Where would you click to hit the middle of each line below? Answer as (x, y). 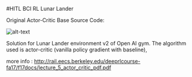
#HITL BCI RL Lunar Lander (40, 9)
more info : (19, 61)
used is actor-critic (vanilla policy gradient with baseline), (77, 50)
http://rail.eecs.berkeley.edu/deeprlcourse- (87, 61)
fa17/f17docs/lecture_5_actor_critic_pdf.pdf (59, 67)
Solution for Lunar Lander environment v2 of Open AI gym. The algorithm (96, 43)
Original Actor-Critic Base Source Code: (55, 20)
